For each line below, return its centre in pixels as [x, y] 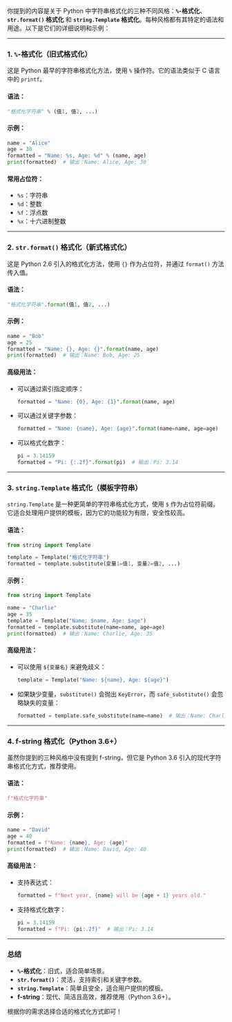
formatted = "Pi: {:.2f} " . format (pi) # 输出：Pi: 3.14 [97, 462]
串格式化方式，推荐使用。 [43, 766]
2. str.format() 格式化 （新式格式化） [69, 247]
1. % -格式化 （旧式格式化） [49, 54]
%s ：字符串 [32, 196]
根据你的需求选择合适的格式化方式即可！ [65, 1011]
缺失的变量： [41, 702]
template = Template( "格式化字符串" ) [58, 558]
